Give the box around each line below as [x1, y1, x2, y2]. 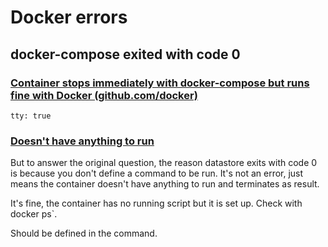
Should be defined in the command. [10, 227, 158, 240]
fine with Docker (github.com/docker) [10, 88, 198, 102]
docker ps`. [10, 208, 58, 220]
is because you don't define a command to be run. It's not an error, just [10, 167, 304, 180]
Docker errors [10, 6, 128, 29]
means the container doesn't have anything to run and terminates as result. [10, 178, 320, 190]
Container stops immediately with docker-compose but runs [10, 76, 310, 90]
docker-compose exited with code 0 [10, 46, 241, 63]
